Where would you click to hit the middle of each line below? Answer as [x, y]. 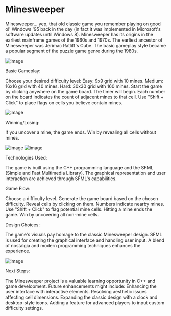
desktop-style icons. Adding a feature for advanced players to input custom [85, 302]
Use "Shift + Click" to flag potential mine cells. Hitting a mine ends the [79, 209]
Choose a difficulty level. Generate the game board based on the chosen [82, 198]
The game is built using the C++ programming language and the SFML [79, 167]
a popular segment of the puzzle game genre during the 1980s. [72, 51]
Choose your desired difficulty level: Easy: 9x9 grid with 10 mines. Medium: [84, 81]
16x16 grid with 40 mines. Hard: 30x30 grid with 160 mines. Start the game [84, 86]
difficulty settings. [24, 308]
